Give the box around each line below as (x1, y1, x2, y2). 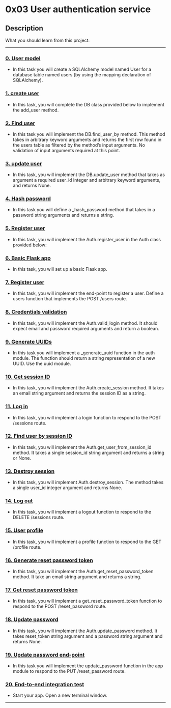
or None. (12, 455, 32, 461)
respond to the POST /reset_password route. (12, 603, 107, 609)
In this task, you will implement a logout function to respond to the (12, 509, 152, 515)
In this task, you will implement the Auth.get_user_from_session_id (12, 444, 152, 450)
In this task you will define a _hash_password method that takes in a (12, 207, 155, 213)
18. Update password (5, 616, 59, 623)
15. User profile (5, 527, 43, 534)
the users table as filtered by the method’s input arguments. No (12, 141, 145, 148)
